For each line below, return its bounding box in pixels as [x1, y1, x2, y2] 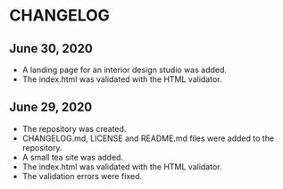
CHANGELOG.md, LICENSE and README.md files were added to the [21, 133, 275, 144]
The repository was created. [21, 123, 127, 134]
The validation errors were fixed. [21, 170, 143, 181]
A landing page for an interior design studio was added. [21, 64, 228, 75]
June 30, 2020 [9, 41, 94, 56]
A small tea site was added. [21, 152, 123, 162]
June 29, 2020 [9, 100, 93, 115]
